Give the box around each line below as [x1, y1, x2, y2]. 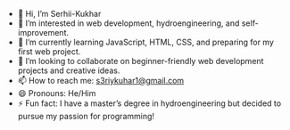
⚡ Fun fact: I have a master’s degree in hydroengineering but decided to [17, 98, 282, 109]
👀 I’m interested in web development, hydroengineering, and [17, 18, 240, 28]
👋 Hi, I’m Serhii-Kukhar [17, 9, 102, 19]
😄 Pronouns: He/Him [17, 88, 96, 98]
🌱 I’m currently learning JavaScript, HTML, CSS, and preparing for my [17, 37, 275, 47]
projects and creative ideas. [17, 65, 120, 76]
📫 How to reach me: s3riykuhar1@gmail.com [17, 76, 185, 85]
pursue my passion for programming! [17, 111, 154, 121]
